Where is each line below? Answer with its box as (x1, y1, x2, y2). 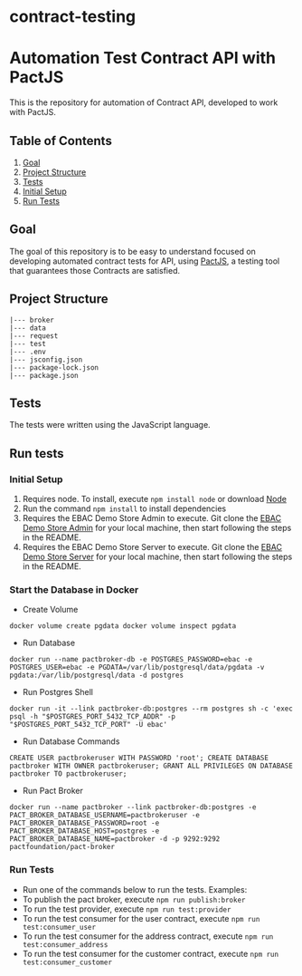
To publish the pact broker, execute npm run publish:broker (22, 894, 246, 904)
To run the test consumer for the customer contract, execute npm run (22, 948, 278, 959)
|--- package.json (9, 371, 79, 380)
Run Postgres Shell (22, 687, 93, 698)
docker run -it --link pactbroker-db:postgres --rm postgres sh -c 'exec (9, 704, 294, 713)
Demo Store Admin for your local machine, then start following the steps (22, 523, 292, 534)
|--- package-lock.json (9, 362, 99, 372)
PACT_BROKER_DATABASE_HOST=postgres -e (9, 826, 160, 836)
